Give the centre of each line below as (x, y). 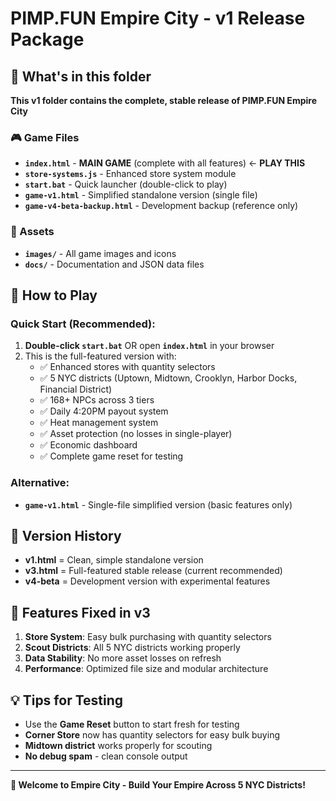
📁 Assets (32, 232)
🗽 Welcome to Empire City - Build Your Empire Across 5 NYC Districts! (158, 785)
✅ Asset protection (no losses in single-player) (136, 434)
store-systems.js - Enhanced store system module (130, 174)
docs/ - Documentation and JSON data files (114, 264)
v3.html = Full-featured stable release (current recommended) (153, 571)
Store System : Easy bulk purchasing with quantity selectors (148, 637)
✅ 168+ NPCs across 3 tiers (97, 400)
